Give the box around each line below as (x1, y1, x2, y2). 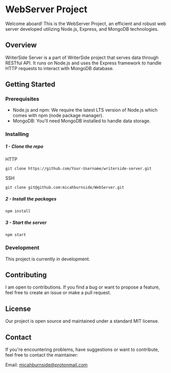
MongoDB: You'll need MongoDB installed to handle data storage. (12, 118, 151, 124)
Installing (5, 130, 29, 138)
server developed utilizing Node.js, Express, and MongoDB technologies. (5, 26, 159, 32)
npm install (5, 209, 31, 214)
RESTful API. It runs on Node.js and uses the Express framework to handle (5, 60, 162, 66)
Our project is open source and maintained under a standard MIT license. (5, 318, 159, 324)
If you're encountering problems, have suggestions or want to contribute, (5, 346, 159, 353)
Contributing (5, 270, 47, 279)
